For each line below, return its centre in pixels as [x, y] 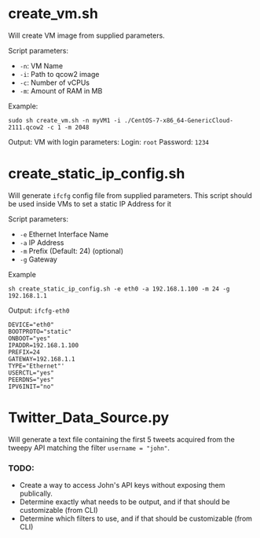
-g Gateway [38, 259]
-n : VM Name [41, 66]
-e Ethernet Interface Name [64, 234]
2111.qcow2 [26, 127]
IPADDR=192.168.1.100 [44, 345]
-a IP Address [42, 242]
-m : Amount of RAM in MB [61, 90]
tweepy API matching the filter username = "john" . [89, 448]
